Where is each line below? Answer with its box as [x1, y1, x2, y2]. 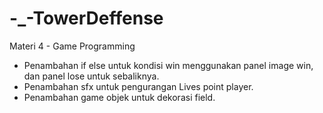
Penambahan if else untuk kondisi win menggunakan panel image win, [23, 59, 314, 71]
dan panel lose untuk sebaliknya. [23, 70, 160, 82]
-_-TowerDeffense [9, 7, 164, 30]
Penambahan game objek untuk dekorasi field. [23, 91, 216, 103]
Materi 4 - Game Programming [9, 40, 136, 52]
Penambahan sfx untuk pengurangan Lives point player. [23, 80, 254, 92]
